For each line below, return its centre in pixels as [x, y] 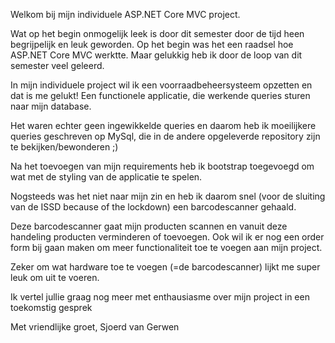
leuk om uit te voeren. [55, 277]
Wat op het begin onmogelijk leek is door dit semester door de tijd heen [157, 33]
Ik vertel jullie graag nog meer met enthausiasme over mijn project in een [160, 297]
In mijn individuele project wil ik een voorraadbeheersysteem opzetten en [161, 85]
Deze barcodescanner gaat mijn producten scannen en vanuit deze [149, 226]
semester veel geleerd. [57, 65]
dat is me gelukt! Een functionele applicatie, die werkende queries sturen [160, 95]
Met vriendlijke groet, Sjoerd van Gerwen [95, 327]
